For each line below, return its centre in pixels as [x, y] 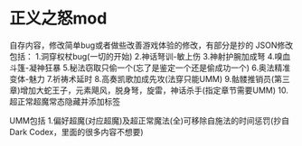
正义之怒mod [58, 18]
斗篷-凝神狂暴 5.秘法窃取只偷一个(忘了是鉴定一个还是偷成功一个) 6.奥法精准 [150, 68]
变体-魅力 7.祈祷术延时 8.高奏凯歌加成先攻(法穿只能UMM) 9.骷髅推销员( [142, 78]
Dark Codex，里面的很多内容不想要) [76, 132]
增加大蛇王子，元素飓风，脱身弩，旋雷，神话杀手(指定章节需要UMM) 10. [155, 90]
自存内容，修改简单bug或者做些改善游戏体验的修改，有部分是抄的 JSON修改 [151, 45]
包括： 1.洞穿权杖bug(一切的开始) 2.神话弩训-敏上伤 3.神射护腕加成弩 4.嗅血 [150, 56]
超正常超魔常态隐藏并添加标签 [65, 101]
